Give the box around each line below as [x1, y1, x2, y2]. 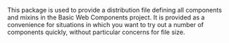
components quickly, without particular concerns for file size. [7, 28, 185, 36]
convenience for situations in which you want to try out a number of [7, 21, 204, 28]
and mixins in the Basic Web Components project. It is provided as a [7, 13, 205, 21]
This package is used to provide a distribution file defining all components [7, 6, 222, 14]
